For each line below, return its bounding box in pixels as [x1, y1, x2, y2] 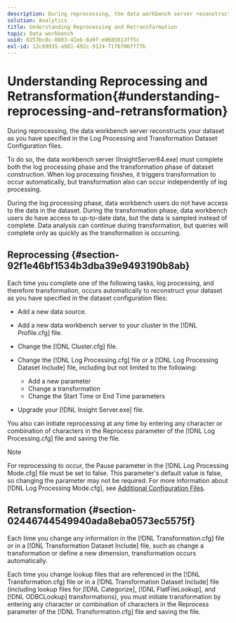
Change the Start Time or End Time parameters [27, 391, 166, 400]
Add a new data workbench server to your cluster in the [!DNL [17, 321, 198, 329]
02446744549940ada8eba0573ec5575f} [7, 515, 195, 527]
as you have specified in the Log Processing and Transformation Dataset [7, 134, 218, 142]
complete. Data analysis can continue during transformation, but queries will [7, 221, 228, 229]
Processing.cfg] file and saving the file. [7, 434, 121, 442]
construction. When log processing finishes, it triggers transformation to [7, 170, 216, 178]
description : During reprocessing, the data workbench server [7, 10, 193, 18]
